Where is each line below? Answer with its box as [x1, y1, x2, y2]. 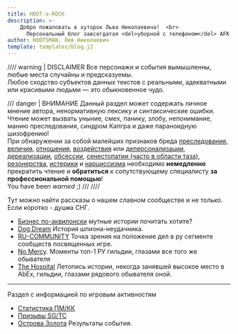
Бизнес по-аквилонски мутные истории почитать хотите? [17, 217, 193, 226]
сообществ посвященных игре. [17, 240, 113, 248]
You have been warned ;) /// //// [7, 182, 101, 190]
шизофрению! [7, 129, 50, 138]
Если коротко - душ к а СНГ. [7, 204, 90, 211]
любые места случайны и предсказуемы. [7, 70, 133, 79]
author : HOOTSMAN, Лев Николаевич [7, 37, 110, 44]
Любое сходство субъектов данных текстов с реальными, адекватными [7, 78, 227, 86]
